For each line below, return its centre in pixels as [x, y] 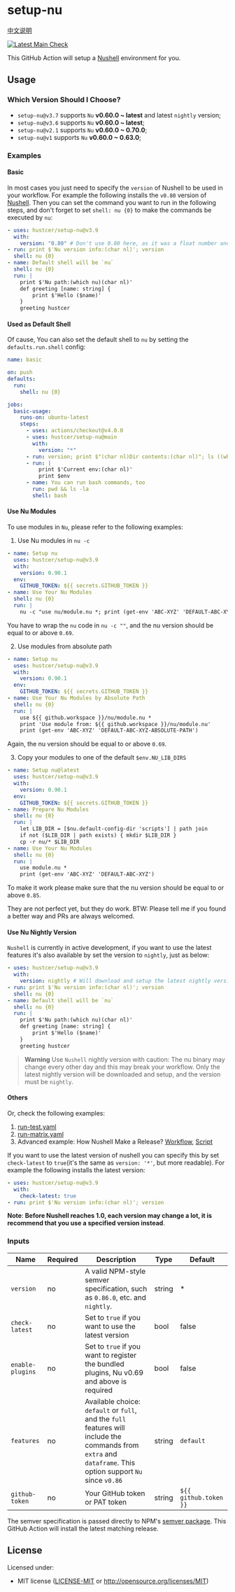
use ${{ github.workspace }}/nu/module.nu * [86, 718]
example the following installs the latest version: [76, 1170]
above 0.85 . [24, 895]
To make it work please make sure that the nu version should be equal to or [116, 888]
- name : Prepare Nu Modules [48, 809]
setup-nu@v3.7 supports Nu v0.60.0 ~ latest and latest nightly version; [119, 115]
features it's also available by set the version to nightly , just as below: [108, 955]
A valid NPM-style [115, 1271]
